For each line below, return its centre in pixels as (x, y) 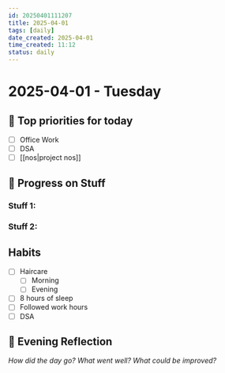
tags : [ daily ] (32, 30)
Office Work (39, 140)
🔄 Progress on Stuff (57, 183)
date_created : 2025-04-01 (51, 38)
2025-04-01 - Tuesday (85, 91)
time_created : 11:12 (42, 45)
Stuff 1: (22, 205)
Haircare (34, 272)
